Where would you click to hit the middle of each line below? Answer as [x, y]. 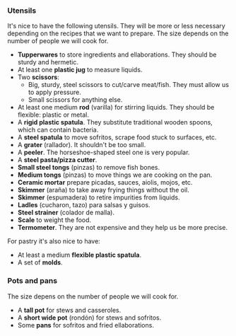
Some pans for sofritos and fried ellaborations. [85, 325]
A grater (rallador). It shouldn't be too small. [82, 145]
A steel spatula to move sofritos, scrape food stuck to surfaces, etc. [117, 137]
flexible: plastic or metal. [53, 115]
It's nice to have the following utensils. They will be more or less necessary [117, 26]
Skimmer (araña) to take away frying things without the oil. [103, 190]
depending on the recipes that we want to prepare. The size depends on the [118, 33]
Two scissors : [39, 77]
